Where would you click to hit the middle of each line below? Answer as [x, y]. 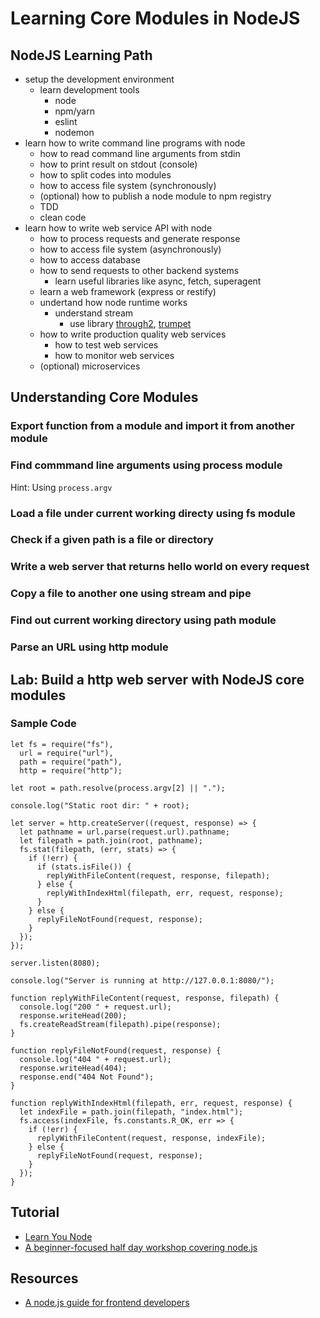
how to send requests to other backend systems [139, 270]
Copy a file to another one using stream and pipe [131, 594]
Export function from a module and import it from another [152, 426]
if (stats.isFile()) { [84, 867]
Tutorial [35, 1212]
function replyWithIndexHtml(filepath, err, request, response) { [151, 1103]
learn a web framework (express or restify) [128, 291]
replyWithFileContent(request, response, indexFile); [151, 1138]
